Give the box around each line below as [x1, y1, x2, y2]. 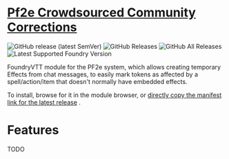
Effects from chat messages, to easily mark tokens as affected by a [7, 70, 199, 78]
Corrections [7, 19, 77, 35]
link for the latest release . [7, 98, 81, 106]
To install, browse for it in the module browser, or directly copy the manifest [7, 91, 222, 99]
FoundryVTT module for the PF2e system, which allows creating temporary [7, 63, 221, 71]
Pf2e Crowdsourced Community [7, 5, 197, 21]
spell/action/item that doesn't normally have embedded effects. [7, 77, 188, 85]
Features [7, 123, 59, 138]
